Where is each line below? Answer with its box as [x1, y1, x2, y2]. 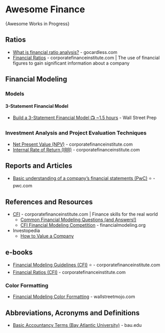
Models [5, 90, 25, 97]
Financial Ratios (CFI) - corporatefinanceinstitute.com [12, 269, 126, 275]
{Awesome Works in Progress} [5, 21, 70, 27]
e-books [5, 248, 33, 257]
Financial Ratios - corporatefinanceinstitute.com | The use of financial [12, 54, 160, 61]
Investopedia [12, 227, 40, 234]
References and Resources [5, 198, 93, 206]
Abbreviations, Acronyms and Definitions [5, 308, 140, 317]
